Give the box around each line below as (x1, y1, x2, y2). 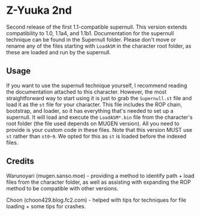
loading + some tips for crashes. (6, 202, 86, 209)
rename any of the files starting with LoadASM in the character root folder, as (6, 42, 192, 50)
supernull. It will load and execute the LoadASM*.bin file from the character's (6, 113, 193, 121)
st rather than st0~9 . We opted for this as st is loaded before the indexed (6, 132, 187, 140)
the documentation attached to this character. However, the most (6, 88, 166, 95)
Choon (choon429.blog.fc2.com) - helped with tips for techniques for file (6, 196, 187, 203)
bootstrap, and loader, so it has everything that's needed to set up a (6, 107, 174, 114)
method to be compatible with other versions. (6, 184, 119, 192)
